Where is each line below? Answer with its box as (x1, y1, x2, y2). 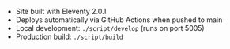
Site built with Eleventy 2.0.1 (15, 7, 107, 16)
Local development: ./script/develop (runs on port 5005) (15, 24, 205, 32)
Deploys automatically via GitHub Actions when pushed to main (15, 15, 223, 24)
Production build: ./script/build (15, 32, 124, 41)
